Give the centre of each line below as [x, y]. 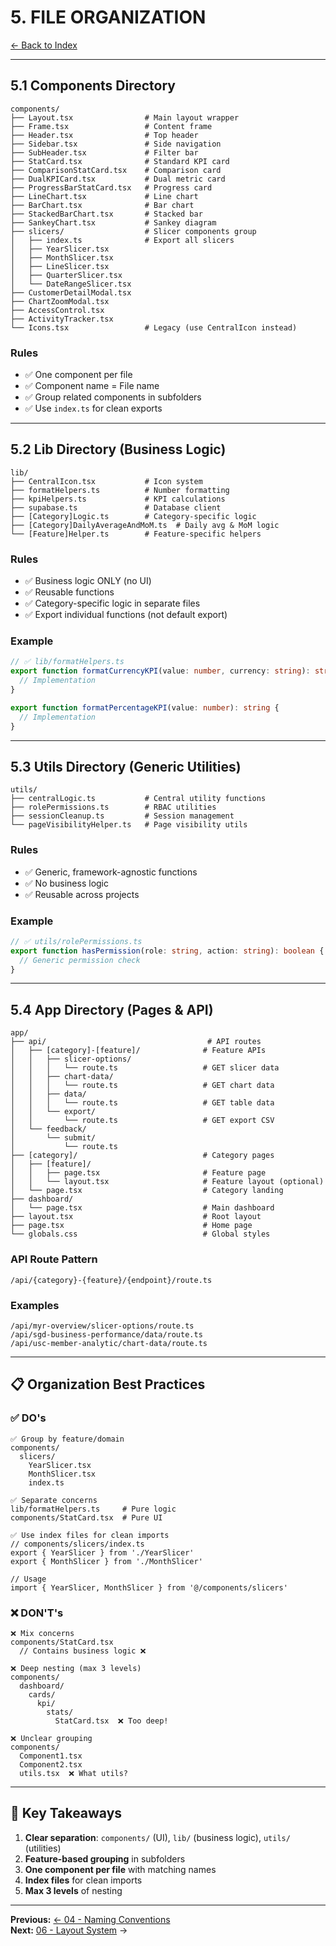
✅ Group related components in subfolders [113, 397]
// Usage [28, 1579]
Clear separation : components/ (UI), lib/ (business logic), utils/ [157, 1837]
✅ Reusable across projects [82, 894]
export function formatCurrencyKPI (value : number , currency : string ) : [160, 671]
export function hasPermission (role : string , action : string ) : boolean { [167, 951]
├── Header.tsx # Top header [104, 135]
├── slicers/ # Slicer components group [133, 231]
